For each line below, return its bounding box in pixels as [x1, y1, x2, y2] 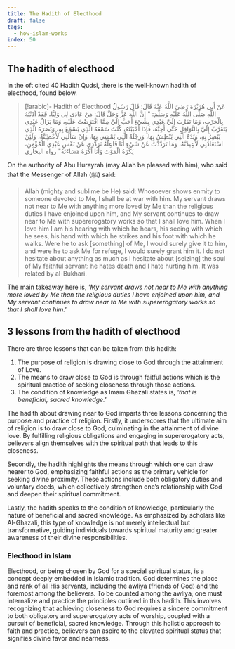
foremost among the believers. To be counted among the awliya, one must [7, 589, 222, 598]
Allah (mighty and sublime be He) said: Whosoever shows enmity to [24, 187, 221, 195]
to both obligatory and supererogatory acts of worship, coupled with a [7, 612, 210, 620]
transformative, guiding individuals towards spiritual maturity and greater [7, 525, 217, 534]
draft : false [7, 17, 46, 24]
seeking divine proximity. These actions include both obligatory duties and [7, 475, 222, 483]
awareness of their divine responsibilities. [7, 533, 128, 541]
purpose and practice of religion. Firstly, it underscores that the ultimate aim [7, 416, 227, 425]
